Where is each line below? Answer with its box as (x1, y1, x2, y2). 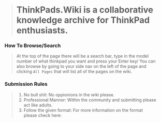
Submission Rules (4, 81, 48, 88)
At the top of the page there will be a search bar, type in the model (16, 53, 149, 59)
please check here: (23, 112, 62, 118)
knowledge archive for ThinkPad (16, 15, 150, 26)
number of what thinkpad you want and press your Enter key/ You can (16, 58, 156, 64)
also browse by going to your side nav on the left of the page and (16, 63, 146, 69)
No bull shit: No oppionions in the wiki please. (23, 92, 115, 97)
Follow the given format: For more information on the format (23, 107, 143, 113)
